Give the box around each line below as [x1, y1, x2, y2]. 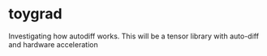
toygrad [8, 5, 62, 23]
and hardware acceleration [8, 39, 99, 49]
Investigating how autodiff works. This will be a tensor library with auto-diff [8, 31, 260, 41]
